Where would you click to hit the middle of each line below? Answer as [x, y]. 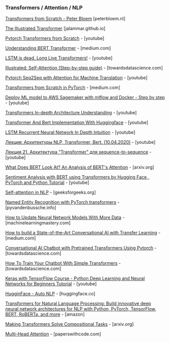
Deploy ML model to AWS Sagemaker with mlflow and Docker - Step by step [85, 98]
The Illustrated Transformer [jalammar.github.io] [55, 28]
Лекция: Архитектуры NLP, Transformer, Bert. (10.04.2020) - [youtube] [80, 142]
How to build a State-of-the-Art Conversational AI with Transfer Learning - [83, 233]
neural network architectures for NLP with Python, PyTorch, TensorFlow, [81, 309]
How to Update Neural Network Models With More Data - [65, 217]
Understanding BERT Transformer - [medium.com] [58, 48]
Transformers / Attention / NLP [44, 8]
